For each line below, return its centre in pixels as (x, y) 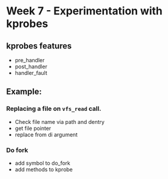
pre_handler (30, 60)
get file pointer (33, 128)
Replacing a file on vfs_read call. (54, 109)
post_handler (31, 66)
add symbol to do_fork (42, 163)
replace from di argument (46, 134)
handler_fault (31, 73)
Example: (24, 92)
